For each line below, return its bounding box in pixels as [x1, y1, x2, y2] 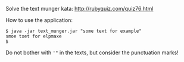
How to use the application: [5, 17, 73, 23]
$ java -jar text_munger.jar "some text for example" [5, 28, 142, 34]
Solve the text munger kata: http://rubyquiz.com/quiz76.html [5, 5, 154, 12]
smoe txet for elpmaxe [5, 33, 62, 39]
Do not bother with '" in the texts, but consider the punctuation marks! [5, 49, 179, 56]
